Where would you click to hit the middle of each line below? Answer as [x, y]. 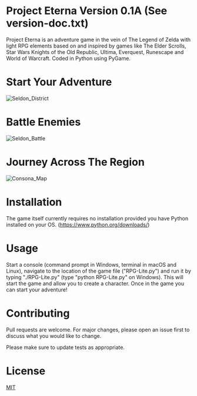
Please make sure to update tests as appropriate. [66, 347]
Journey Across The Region [76, 162]
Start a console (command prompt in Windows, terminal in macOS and [91, 264]
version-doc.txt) [47, 23]
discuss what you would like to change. [54, 335]
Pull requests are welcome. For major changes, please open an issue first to [98, 330]
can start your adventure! [37, 290]
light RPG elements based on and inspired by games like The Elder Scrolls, [96, 46]
